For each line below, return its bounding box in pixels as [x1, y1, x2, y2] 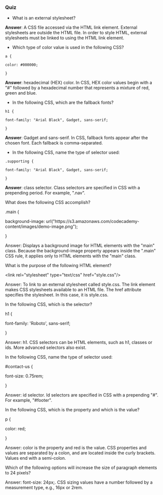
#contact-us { [5, 364, 33, 370]
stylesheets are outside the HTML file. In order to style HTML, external [5, 30, 147, 36]
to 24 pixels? [5, 470, 31, 476]
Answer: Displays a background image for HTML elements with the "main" [5, 243, 155, 248]
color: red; [5, 426, 26, 432]
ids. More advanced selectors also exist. [5, 345, 87, 350]
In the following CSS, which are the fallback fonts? [12, 99, 114, 105]
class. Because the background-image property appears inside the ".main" [5, 248, 156, 254]
